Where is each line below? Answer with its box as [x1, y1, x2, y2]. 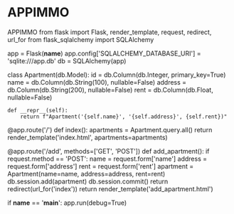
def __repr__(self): [7, 107, 69, 114]
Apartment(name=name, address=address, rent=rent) [7, 169, 166, 178]
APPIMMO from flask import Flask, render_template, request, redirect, [7, 28, 212, 36]
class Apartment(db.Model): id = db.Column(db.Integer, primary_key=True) [7, 70, 226, 79]
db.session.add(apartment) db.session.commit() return [7, 177, 169, 186]
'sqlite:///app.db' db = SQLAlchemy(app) [7, 56, 127, 65]
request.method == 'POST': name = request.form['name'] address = [7, 154, 208, 163]
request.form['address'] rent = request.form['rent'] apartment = [7, 161, 194, 171]
